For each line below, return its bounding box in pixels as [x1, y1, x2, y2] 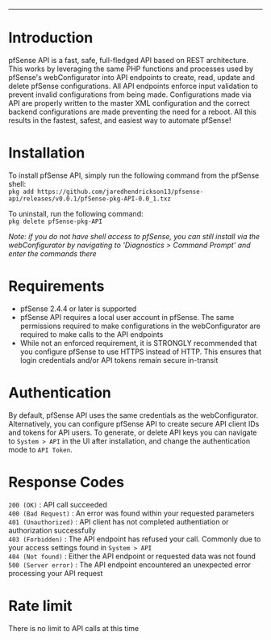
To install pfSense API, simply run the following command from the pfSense [8, 171, 260, 180]
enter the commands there [8, 248, 97, 259]
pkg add [8, 187, 35, 196]
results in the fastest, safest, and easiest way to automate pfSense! [8, 115, 231, 125]
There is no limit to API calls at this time [8, 623, 140, 633]
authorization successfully [8, 525, 97, 535]
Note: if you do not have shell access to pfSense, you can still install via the [8, 231, 261, 241]
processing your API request [8, 568, 103, 578]
